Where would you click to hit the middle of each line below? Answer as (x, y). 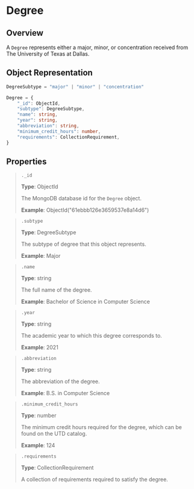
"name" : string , (38, 115)
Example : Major (41, 256)
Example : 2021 (39, 347)
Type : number (39, 416)
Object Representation (50, 73)
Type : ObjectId (39, 187)
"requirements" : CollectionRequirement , (68, 137)
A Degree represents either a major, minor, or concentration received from (97, 47)
